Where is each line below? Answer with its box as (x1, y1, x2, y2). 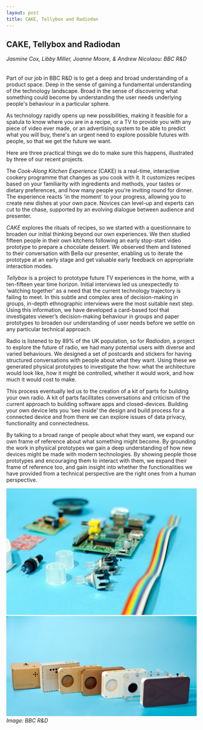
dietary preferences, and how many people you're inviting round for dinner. (6, 187, 193, 194)
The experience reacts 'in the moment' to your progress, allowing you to (6, 193, 186, 201)
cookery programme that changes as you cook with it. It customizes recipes (6, 174, 195, 181)
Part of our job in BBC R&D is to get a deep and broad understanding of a (6, 74, 188, 82)
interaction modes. (6, 263, 53, 270)
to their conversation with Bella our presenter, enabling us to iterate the (6, 250, 183, 257)
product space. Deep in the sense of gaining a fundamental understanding (6, 81, 192, 88)
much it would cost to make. (6, 376, 77, 383)
